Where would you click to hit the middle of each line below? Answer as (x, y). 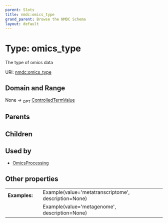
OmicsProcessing (30, 163)
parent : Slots (20, 10)
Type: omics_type (43, 49)
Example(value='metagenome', (79, 207)
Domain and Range (35, 88)
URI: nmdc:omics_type (28, 72)
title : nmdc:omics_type (30, 15)
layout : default (22, 24)
